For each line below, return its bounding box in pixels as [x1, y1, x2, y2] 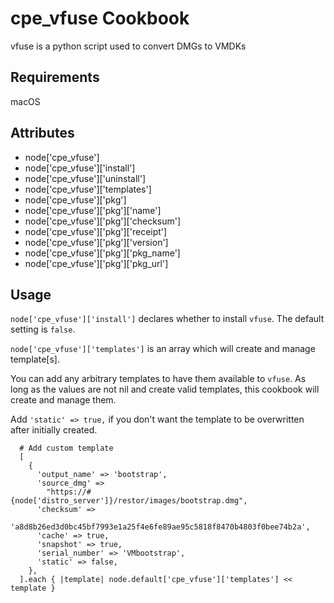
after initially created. [10, 424, 98, 436]
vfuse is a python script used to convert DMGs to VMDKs [10, 40, 247, 52]
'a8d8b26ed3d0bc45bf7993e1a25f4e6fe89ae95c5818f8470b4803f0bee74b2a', [10, 522, 311, 532]
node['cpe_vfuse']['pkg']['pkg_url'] [24, 257, 169, 269]
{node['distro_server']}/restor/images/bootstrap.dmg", [10, 496, 248, 506]
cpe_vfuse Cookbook [10, 7, 190, 30]
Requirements [10, 69, 100, 86]
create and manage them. [10, 394, 117, 406]
